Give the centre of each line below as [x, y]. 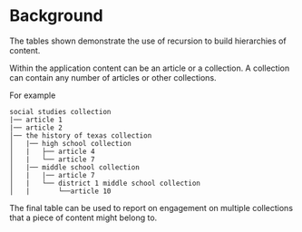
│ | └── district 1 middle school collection [105, 183]
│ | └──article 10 [60, 191]
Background [56, 16]
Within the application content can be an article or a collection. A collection [150, 68]
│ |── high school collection [70, 143]
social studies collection [60, 111]
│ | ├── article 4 [52, 151]
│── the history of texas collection [81, 135]
